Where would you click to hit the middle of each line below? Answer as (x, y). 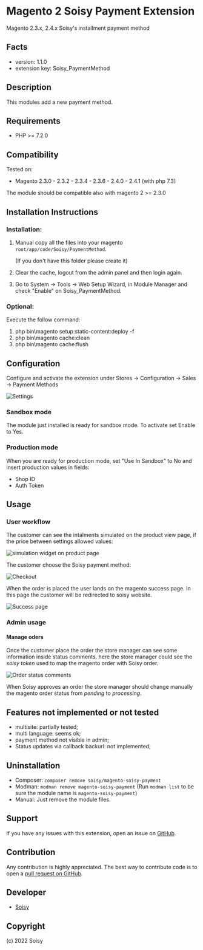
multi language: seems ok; (48, 734)
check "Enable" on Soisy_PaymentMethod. (68, 290)
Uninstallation (33, 766)
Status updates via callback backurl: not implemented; (83, 747)
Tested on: (20, 169)
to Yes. (15, 432)
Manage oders (25, 637)
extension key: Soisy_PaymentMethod (62, 68)
